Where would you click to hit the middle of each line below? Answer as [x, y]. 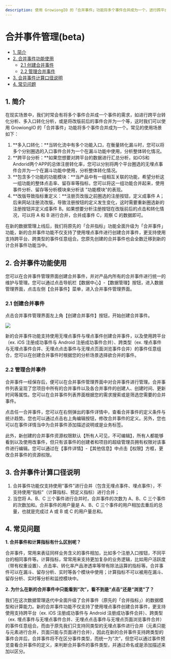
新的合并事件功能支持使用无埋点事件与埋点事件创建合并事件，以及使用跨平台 [85, 336]
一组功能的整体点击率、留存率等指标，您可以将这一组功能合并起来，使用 [88, 183]
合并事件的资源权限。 [32, 455]
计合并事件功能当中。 [27, 245]
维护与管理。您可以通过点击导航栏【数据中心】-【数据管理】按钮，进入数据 [84, 283]
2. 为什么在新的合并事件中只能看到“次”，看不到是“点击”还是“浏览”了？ [80, 589]
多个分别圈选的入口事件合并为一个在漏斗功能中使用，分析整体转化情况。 [88, 151]
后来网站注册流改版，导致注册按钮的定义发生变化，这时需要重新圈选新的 [88, 202]
